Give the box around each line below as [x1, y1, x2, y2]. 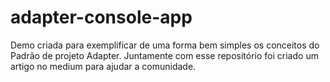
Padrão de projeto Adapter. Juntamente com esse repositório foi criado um [10, 49, 319, 61]
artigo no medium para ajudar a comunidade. [10, 60, 197, 72]
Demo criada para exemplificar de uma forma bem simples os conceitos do [10, 39, 320, 51]
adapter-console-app [10, 6, 193, 29]
